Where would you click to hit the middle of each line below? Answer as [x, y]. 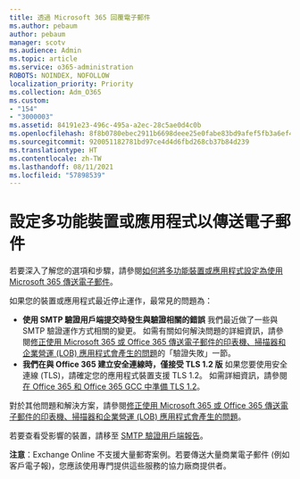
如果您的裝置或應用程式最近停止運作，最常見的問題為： [111, 301]
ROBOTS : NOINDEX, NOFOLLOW [59, 76]
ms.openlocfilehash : [48, 134]
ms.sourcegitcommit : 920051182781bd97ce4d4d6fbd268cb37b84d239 [129, 142]
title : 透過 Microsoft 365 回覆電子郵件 [80, 17]
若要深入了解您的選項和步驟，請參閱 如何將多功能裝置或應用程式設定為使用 [146, 271]
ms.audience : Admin [46, 51]
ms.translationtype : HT [54, 150]
